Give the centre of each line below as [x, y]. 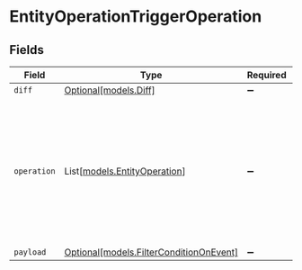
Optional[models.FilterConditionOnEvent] [151, 252]
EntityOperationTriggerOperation [136, 17]
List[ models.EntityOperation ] [125, 171]
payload [30, 252]
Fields [27, 50]
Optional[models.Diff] [110, 90]
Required [266, 75]
